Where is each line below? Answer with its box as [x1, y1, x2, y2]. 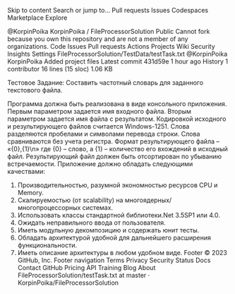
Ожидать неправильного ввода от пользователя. [17, 218, 166, 227]
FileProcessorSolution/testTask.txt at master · [17, 271, 150, 279]
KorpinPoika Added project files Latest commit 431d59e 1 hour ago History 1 [7, 57, 228, 66]
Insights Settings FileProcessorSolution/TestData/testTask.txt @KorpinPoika [7, 49, 228, 58]
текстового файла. [7, 86, 63, 94]
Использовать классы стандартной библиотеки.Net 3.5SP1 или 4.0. [17, 211, 220, 219]
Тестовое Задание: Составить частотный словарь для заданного [7, 78, 203, 87]
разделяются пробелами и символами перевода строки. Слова [7, 130, 200, 138]
